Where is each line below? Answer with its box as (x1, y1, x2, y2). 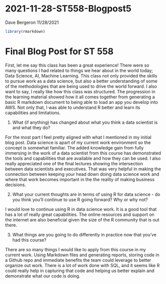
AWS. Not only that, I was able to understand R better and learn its (5, 104, 140, 110)
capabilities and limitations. (5, 110, 61, 116)
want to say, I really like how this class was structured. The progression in (5, 88, 156, 94)
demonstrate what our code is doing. (5, 273, 81, 279)
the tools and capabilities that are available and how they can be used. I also (5, 155, 161, 161)
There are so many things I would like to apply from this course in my (5, 246, 146, 252)
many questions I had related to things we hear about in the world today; (5, 68, 153, 73)
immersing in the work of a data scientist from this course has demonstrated (5, 150, 161, 156)
